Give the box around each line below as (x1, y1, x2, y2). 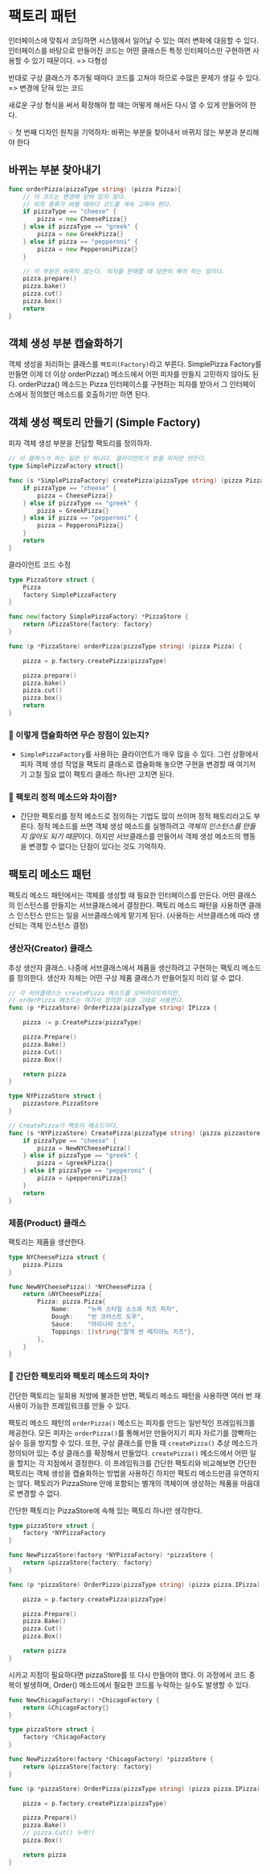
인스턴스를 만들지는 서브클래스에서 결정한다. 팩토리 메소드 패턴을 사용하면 (16, 901, 247, 910)
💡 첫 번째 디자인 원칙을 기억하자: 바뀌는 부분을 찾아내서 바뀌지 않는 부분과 (8, 127, 239, 137)
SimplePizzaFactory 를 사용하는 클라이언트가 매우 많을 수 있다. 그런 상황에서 (19, 749, 259, 759)
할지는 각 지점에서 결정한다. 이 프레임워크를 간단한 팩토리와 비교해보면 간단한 (16, 1458, 257, 1468)
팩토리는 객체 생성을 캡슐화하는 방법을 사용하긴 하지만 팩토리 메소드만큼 (8, 1468, 231, 1478)
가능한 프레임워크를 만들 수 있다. (29, 1401, 131, 1410)
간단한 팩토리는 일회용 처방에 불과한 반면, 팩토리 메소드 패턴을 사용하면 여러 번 (8, 1390, 253, 1400)
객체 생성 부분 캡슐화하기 (8, 336, 123, 351)
